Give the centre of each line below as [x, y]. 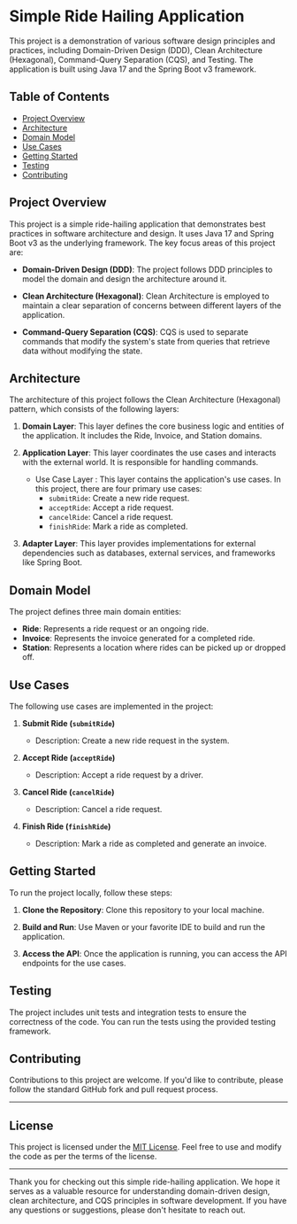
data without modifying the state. [82, 351]
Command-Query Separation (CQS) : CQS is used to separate [135, 332]
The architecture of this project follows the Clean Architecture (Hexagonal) [145, 399]
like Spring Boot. [52, 562]
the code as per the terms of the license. [83, 1157]
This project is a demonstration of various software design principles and [142, 41]
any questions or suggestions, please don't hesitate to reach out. [127, 1210]
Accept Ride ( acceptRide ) [69, 758]
